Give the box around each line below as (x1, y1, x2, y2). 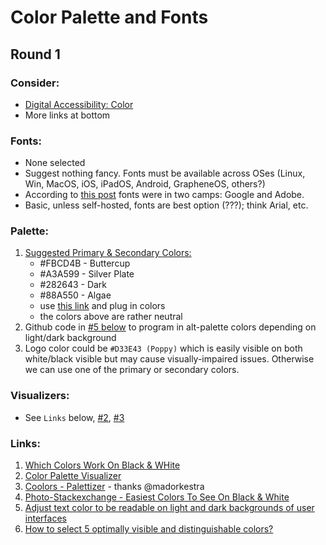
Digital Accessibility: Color (24, 98, 134, 110)
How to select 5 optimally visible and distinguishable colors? (24, 523, 274, 535)
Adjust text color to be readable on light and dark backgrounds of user (24, 502, 315, 514)
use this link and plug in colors (39, 300, 166, 312)
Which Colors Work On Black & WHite (24, 459, 181, 471)
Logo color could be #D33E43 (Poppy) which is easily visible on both (24, 342, 303, 355)
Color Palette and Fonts (10, 6, 209, 29)
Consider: (10, 76, 60, 90)
